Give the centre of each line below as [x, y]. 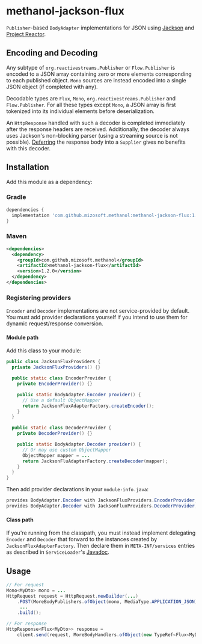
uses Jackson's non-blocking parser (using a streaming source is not [92, 135]
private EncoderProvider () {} [55, 384]
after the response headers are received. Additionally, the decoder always [98, 129]
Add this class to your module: [44, 351]
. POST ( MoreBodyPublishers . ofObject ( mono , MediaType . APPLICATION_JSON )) [109, 602]
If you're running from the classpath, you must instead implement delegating [101, 533]
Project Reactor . [26, 34]
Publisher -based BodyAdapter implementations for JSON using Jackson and [100, 28]
